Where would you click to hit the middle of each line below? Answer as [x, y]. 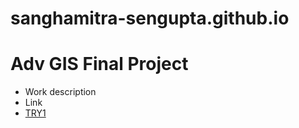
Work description [60, 92]
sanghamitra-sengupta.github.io [150, 18]
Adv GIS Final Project [99, 64]
